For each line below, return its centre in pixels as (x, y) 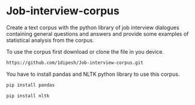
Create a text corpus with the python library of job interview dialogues (93, 27)
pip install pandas (31, 85)
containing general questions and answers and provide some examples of (97, 33)
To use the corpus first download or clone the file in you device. (85, 51)
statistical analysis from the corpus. (50, 40)
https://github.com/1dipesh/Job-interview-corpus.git (75, 63)
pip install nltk (28, 96)
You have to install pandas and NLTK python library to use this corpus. (93, 74)
